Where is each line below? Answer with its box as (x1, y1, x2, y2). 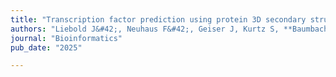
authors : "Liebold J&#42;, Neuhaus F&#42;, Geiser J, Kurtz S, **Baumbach (10, 24, 329, 34)
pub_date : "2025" (10, 42, 83, 53)
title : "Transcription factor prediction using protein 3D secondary (10, 14, 307, 25)
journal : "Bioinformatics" (10, 33, 123, 43)
